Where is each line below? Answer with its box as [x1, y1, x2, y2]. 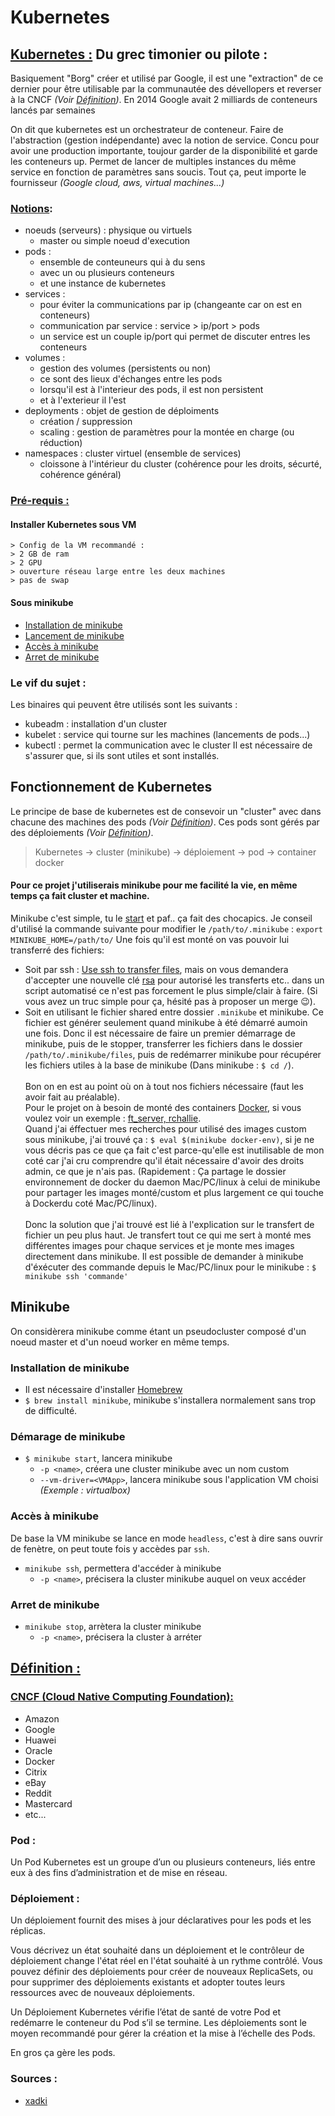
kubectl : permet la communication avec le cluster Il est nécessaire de [24, 739, 313, 751]
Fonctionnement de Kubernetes [10, 779, 213, 796]
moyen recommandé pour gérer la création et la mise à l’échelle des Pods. [10, 2027, 316, 2040]
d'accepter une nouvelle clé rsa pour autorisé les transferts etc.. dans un [24, 974, 325, 986]
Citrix [24, 1766, 48, 1778]
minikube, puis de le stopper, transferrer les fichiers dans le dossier [24, 1037, 303, 1050]
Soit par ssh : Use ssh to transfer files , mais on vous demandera [24, 963, 289, 975]
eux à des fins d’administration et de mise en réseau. [10, 1866, 228, 1878]
